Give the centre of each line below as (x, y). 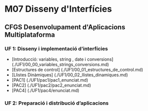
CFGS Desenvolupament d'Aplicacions (65, 27)
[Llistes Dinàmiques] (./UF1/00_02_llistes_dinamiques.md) (70, 75)
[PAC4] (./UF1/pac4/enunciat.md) (45, 90)
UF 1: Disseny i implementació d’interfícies (56, 48)
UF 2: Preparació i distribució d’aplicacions (57, 103)
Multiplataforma (30, 34)
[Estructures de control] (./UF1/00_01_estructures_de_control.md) (77, 69)
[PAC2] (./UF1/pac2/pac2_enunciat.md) (51, 85)
